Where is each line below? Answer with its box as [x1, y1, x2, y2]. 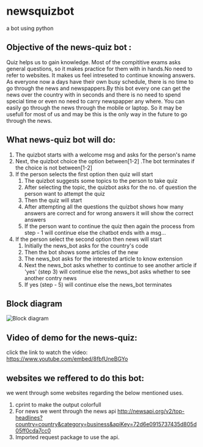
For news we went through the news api [15, 408, 116, 415]
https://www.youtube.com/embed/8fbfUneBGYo [6, 355, 128, 363]
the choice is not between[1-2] [15, 164, 93, 171]
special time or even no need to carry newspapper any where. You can [6, 97, 185, 105]
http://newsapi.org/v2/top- [117, 408, 185, 415]
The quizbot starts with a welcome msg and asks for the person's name [15, 151, 196, 158]
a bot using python [6, 24, 54, 32]
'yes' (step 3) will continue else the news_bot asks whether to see [24, 268, 191, 275]
